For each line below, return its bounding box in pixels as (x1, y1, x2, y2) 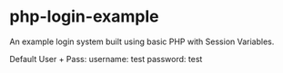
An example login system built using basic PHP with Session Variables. (9, 36, 275, 47)
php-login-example (9, 6, 159, 27)
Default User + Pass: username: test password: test (9, 53, 203, 64)
